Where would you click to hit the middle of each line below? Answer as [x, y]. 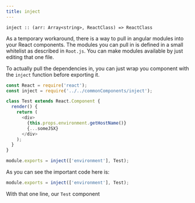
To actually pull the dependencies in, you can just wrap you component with [98, 68]
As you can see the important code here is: [58, 172]
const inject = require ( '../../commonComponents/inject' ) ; [79, 91]
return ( [27, 112]
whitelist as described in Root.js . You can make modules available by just [95, 51]
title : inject [23, 11]
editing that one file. [30, 57]
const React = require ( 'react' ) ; [47, 85]
